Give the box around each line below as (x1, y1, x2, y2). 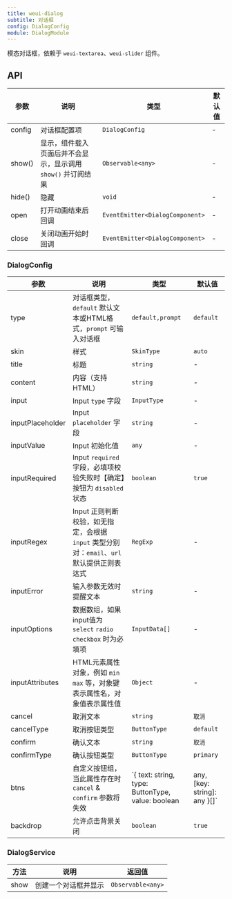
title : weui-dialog (7, 10, 64, 17)
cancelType (10, 724, 49, 734)
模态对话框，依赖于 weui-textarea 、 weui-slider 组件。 (7, 49, 164, 57)
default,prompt (131, 314, 182, 322)
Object (131, 679, 153, 686)
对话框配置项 (40, 126, 82, 135)
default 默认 (72, 303, 114, 313)
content (10, 377, 36, 387)
